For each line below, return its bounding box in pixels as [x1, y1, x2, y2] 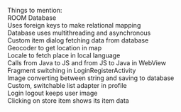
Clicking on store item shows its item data [7, 96, 129, 105]
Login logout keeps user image [7, 89, 98, 97]
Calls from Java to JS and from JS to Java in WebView [7, 59, 167, 67]
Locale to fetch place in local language [7, 51, 121, 60]
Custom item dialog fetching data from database [7, 36, 149, 45]
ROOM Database [7, 13, 57, 22]
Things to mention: [7, 6, 62, 14]
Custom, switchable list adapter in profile [7, 82, 127, 89]
